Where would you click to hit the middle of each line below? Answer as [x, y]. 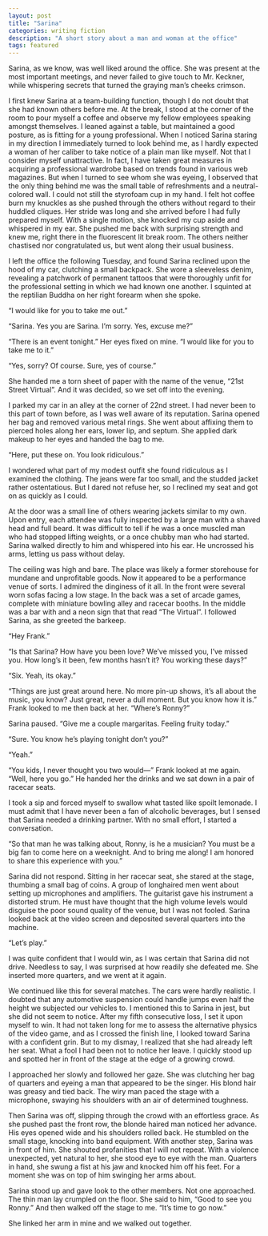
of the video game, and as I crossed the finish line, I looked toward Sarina [129, 1033]
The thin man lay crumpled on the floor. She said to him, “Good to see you [130, 1199]
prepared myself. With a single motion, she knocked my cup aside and [124, 220]
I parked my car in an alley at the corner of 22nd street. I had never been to [132, 405]
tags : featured [34, 46]
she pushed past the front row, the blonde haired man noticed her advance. [133, 1124]
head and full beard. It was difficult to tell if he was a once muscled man [127, 529]
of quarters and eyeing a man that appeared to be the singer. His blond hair [132, 1083]
